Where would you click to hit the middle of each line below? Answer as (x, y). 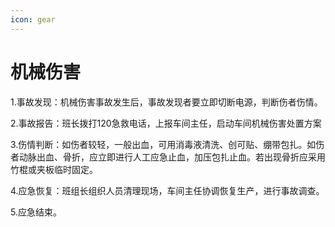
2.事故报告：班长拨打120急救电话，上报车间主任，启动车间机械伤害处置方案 (166, 123)
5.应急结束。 (36, 212)
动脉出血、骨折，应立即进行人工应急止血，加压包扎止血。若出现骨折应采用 (172, 157)
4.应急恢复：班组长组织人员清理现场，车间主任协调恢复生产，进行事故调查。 (167, 190)
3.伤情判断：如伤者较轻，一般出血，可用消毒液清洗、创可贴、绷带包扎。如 (163, 144)
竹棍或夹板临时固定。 (54, 169)
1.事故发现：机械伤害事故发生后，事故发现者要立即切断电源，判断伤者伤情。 (166, 102)
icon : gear (33, 19)
